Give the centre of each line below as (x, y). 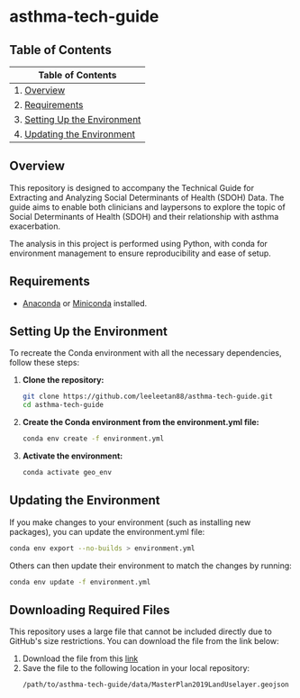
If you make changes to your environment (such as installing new (130, 522)
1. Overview (40, 90)
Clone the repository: (63, 380)
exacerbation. (35, 226)
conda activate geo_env (67, 473)
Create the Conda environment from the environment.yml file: (141, 422)
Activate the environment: (73, 456)
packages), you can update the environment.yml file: (107, 531)
